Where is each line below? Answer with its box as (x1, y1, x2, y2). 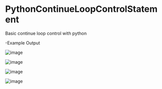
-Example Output (5, 40, 40, 45)
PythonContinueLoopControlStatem (5, 3, 158, 15)
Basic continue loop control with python (5, 30, 87, 36)
